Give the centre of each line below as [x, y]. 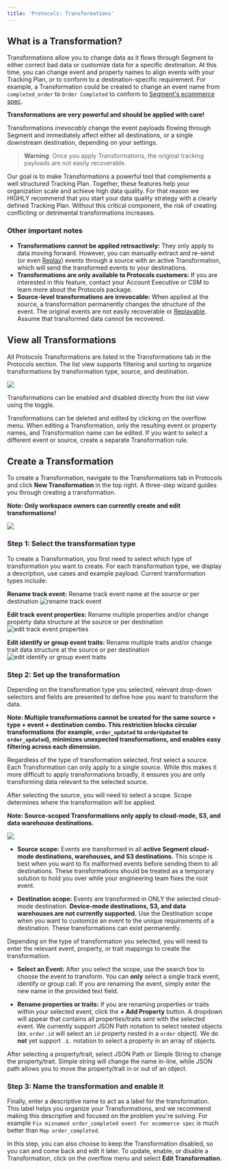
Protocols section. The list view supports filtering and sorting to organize [109, 364]
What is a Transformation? [65, 42]
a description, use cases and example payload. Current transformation [107, 573]
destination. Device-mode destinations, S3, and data [111, 906]
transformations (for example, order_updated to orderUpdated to [98, 732]
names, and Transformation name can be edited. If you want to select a [108, 432]
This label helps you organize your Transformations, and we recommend [109, 1109]
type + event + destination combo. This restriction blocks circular [102, 724]
